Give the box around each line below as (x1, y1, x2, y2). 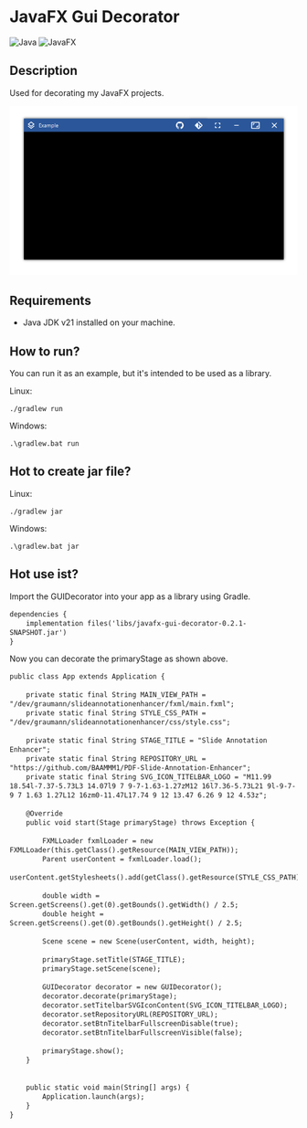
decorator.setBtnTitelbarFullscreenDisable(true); (42, 1018, 239, 1028)
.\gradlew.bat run (9, 439, 79, 448)
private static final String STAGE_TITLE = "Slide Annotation (26, 735, 268, 745)
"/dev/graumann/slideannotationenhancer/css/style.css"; (9, 717, 231, 727)
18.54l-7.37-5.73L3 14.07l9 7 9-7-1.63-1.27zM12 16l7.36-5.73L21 (9, 781, 263, 791)
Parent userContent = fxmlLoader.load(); (42, 854, 203, 864)
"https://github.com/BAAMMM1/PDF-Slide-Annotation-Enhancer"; (9, 763, 251, 773)
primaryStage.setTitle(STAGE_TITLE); (42, 954, 185, 965)
